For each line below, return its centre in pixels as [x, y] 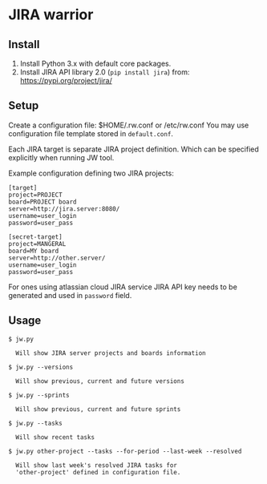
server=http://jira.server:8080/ [64, 209]
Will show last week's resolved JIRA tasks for [97, 465]
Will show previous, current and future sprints [98, 409]
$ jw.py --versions [41, 367]
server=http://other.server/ [57, 258]
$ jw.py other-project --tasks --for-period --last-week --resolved [125, 451]
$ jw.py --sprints [39, 395]
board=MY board [34, 251]
